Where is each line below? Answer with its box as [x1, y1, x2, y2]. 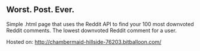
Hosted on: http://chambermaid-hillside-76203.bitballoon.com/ [6, 38, 162, 45]
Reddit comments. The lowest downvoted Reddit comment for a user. [6, 27, 177, 34]
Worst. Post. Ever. [6, 5, 75, 15]
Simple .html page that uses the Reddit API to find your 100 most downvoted [6, 20, 194, 27]
